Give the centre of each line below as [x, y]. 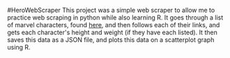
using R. [19, 47]
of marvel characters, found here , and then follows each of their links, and [114, 25]
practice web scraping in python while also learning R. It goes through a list [115, 17]
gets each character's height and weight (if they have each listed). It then [112, 32]
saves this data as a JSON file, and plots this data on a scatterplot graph [111, 40]
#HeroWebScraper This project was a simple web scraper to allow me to [111, 10]
